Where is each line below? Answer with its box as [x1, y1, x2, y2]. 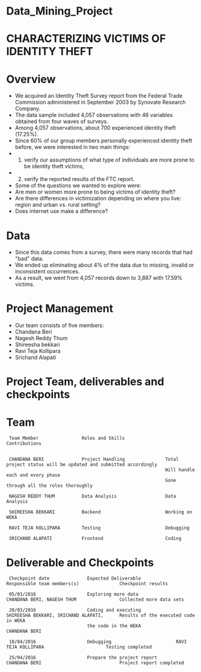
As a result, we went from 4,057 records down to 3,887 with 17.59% [14, 274, 183, 282]
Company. [14, 105, 41, 112]
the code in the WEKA [87, 623, 141, 629]
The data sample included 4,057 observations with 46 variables [14, 112, 173, 119]
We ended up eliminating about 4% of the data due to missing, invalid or [14, 261, 194, 269]
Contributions [6, 440, 42, 447]
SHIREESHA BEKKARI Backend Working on [8, 509, 193, 515]
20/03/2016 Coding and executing [8, 607, 141, 613]
